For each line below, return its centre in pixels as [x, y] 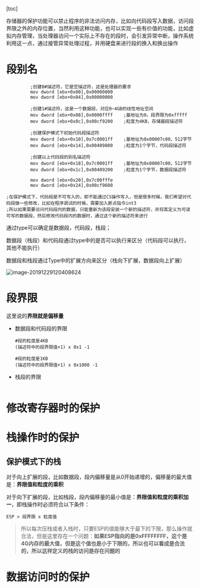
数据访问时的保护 [48, 577]
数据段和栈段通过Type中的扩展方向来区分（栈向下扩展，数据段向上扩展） [96, 260]
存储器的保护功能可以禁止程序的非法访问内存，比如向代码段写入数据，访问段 [100, 21]
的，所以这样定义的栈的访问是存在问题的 [70, 551]
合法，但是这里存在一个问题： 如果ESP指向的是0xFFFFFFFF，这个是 [104, 536]
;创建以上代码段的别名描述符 [60, 157]
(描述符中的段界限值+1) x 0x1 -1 [52, 347]
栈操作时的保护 [43, 438]
